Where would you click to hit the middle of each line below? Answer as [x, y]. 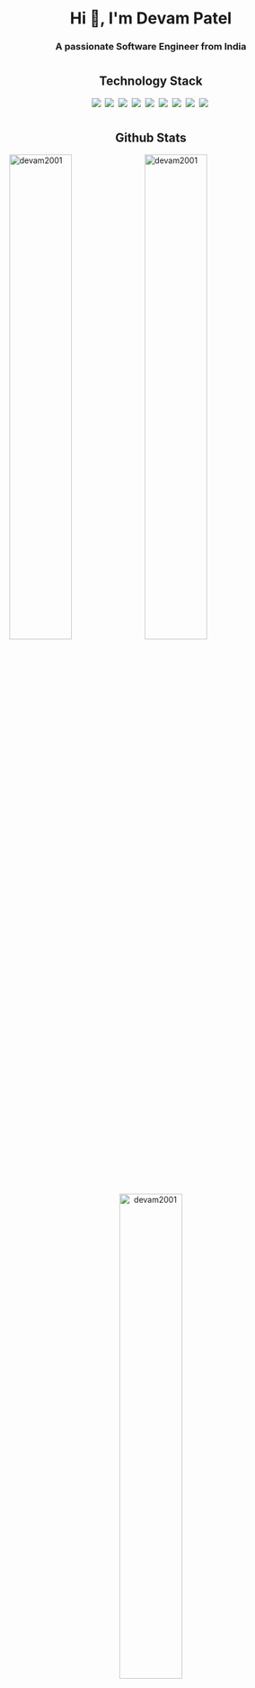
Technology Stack [151, 81]
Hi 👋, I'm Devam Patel [151, 18]
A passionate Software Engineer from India [151, 47]
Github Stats [151, 137]
